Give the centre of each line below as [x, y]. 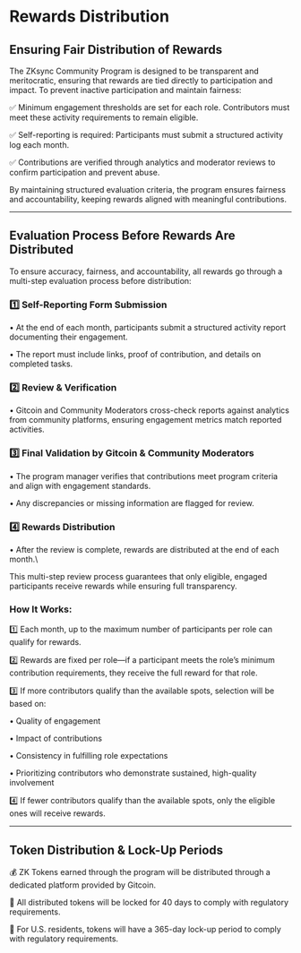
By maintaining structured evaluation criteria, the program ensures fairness [148, 189]
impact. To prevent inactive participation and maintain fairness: [125, 90]
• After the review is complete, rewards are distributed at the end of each [144, 549]
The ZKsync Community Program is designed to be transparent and [134, 71]
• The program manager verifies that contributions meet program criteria [144, 476]
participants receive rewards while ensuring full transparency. [123, 586]
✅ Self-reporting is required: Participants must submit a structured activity [146, 135]
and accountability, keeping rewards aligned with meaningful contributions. [148, 199]
